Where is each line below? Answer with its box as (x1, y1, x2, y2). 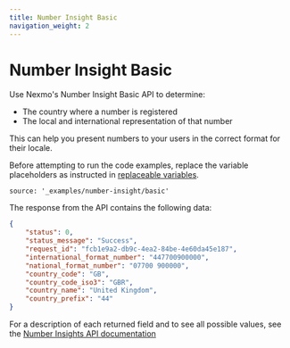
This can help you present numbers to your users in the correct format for (9, 133, 281, 144)
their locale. (9, 143, 53, 153)
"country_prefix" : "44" (25, 294, 114, 303)
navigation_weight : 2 (9, 21, 90, 30)
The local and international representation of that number (21, 116, 234, 127)
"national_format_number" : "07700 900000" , (25, 261, 190, 270)
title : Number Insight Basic (9, 12, 118, 22)
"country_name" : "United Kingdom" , (25, 286, 158, 295)
